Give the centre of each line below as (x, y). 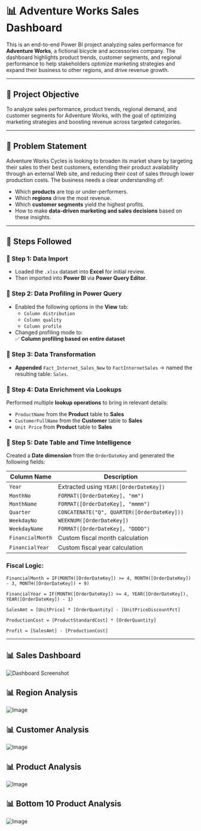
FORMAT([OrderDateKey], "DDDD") (104, 529)
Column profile (42, 326)
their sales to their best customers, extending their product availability (92, 167)
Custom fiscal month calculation (103, 538)
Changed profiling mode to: (49, 332)
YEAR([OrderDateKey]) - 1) (40, 599)
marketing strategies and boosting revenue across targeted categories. (94, 122)
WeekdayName (26, 529)
